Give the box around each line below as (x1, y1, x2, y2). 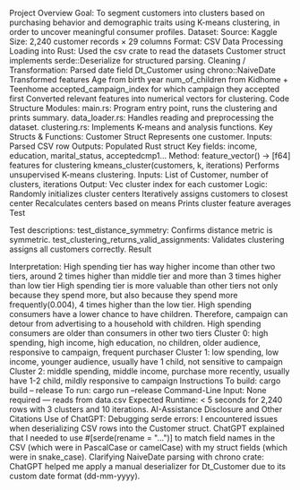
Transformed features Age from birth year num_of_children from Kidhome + (9, 74, 289, 84)
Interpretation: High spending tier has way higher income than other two (9, 262, 276, 271)
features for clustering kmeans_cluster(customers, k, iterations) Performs (9, 160, 280, 170)
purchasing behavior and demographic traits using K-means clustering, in (9, 17, 280, 28)
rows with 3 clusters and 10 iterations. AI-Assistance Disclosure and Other (9, 404, 283, 415)
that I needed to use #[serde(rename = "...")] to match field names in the (9, 433, 276, 443)
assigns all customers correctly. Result (9, 244, 152, 254)
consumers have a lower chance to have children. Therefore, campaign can (9, 309, 288, 319)
